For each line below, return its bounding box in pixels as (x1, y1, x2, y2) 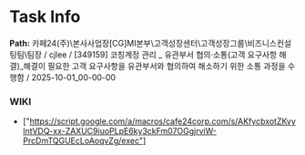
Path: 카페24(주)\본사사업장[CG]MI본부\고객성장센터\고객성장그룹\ (9, 37, 248, 48)
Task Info (9, 6, 81, 27)
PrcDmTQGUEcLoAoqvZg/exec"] (22, 135, 147, 147)
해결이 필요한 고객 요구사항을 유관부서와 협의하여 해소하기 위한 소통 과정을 (23, 60, 286, 71)
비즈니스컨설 (247, 37, 292, 48)
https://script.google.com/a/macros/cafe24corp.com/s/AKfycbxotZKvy (29, 116, 296, 127)
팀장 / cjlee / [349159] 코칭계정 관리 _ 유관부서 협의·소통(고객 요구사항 (26, 48, 278, 60)
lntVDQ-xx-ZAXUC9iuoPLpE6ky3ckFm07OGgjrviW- (22, 126, 217, 137)
